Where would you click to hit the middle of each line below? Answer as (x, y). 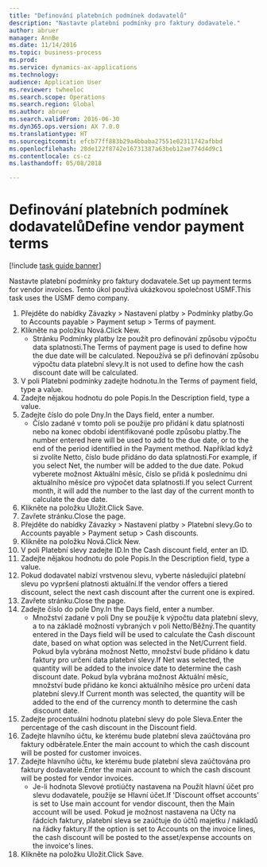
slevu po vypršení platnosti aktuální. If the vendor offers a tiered (124, 584)
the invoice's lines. (63, 846)
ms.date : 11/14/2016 (43, 45)
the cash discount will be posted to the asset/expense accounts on (142, 838)
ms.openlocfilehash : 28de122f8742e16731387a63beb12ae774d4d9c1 (116, 149)
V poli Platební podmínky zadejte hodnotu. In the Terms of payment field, (139, 381)
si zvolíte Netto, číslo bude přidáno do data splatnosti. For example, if (145, 457)
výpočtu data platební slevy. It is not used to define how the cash (138, 364)
